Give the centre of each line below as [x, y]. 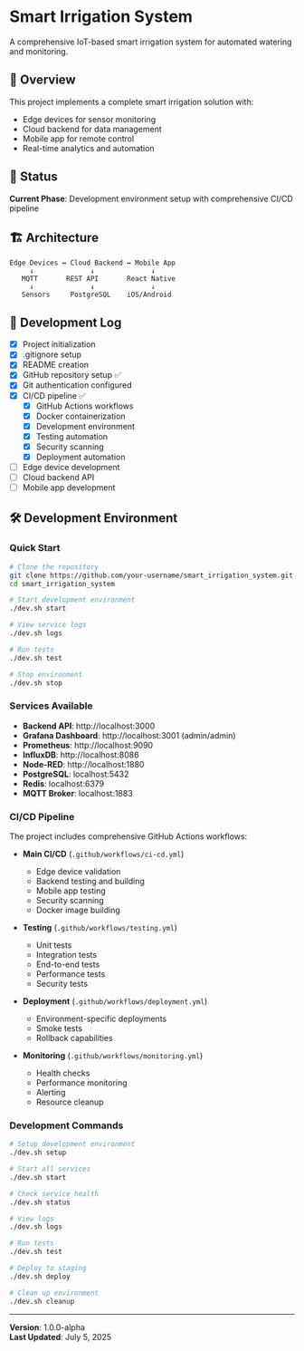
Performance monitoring [82, 1083]
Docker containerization [81, 416]
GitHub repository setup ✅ [72, 375]
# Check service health [54, 1193]
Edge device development [71, 467]
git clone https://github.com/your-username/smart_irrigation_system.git [152, 575]
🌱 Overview [43, 80]
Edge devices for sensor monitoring [89, 119]
